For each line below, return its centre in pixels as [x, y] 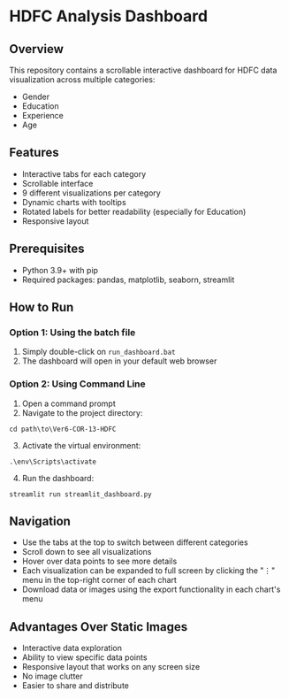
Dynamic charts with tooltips [74, 202]
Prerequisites [47, 249]
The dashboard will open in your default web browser [119, 361]
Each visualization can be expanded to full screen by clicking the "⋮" [148, 571]
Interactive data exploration [72, 648]
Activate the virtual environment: [81, 445]
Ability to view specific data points [84, 657]
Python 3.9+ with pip [60, 270]
